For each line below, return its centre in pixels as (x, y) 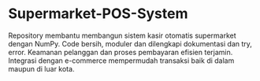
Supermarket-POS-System (98, 14)
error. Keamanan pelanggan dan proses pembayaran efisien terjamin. (121, 52)
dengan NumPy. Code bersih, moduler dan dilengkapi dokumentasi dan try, (130, 43)
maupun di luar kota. (41, 68)
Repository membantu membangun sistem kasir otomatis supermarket (122, 35)
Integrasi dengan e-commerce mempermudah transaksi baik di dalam (121, 61)
